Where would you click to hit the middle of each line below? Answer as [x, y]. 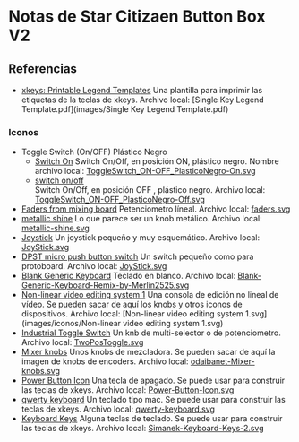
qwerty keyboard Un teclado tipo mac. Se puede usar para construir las [153, 400]
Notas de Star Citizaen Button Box [137, 17]
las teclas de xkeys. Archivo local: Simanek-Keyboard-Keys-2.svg [143, 429]
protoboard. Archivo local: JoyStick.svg [94, 266]
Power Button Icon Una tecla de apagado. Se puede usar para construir [153, 381]
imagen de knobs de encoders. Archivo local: [105, 361]
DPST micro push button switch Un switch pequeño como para [137, 256]
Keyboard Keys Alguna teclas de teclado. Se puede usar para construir [152, 419]
